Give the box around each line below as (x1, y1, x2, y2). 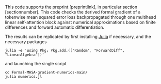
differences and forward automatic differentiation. (5, 24, 105, 30)
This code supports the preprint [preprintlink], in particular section (5, 4, 137, 10)
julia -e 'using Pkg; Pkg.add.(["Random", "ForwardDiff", (5, 48, 125, 53)
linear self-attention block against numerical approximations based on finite (5, 19, 156, 25)
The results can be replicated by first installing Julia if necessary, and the (5, 34, 151, 39)
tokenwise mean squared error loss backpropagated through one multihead (5, 14, 156, 20)
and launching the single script (5, 61, 67, 66)
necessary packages (5, 39, 47, 45)
